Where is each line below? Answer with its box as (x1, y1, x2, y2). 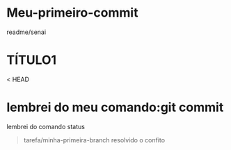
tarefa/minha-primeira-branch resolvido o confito (23, 135, 165, 144)
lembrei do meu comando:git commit (6, 99, 224, 115)
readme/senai (6, 28, 47, 36)
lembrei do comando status (6, 122, 85, 131)
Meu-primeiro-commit (6, 5, 138, 21)
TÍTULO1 (6, 52, 57, 68)
